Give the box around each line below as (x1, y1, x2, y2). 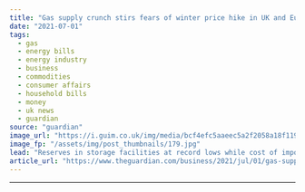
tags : (9, 30, 30, 39)
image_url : (9, 131, 51, 140)
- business (17, 64, 59, 73)
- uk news (17, 106, 54, 115)
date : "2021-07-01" (9, 22, 84, 31)
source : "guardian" (9, 123, 84, 132)
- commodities (17, 72, 71, 82)
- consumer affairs (17, 81, 92, 90)
